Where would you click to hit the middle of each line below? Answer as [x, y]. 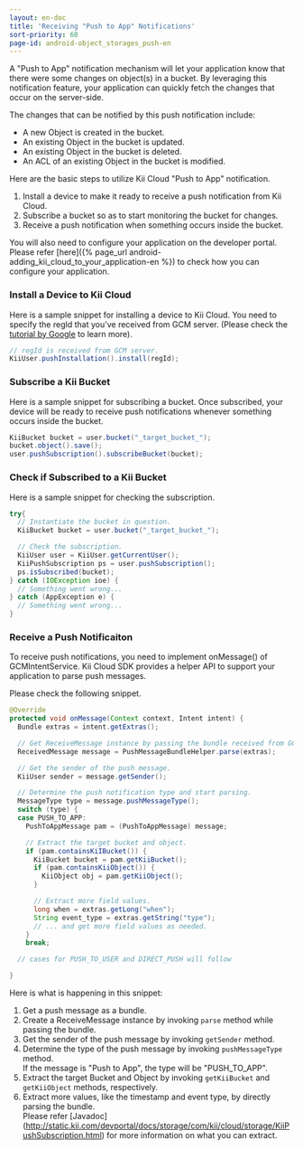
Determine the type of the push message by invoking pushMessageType [152, 1049]
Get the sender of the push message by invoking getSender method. [148, 1040]
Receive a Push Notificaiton [71, 636]
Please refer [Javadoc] [65, 1116]
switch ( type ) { [48, 810]
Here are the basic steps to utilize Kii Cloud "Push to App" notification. [140, 179]
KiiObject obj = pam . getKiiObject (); [112, 876]
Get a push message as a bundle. [84, 1011]
